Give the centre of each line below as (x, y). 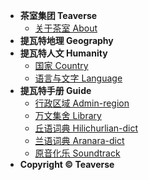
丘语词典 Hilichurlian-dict (86, 128)
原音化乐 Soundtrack (77, 153)
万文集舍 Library (68, 115)
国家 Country (61, 65)
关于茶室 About (66, 28)
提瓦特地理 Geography (66, 40)
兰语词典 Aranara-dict (79, 140)
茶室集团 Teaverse (58, 15)
